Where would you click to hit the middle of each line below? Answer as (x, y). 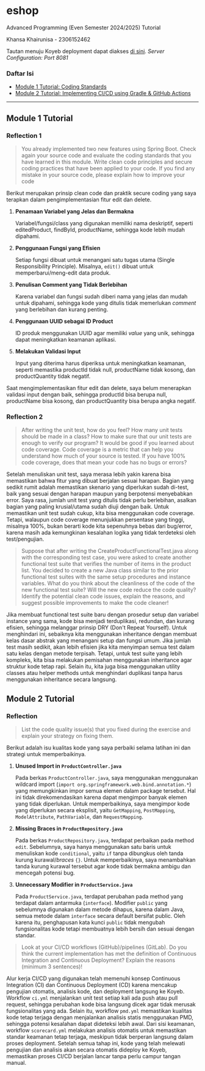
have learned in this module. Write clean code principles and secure (107, 162)
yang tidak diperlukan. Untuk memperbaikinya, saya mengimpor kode (103, 804)
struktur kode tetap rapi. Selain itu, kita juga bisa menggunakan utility (93, 666)
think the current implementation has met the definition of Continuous (109, 953)
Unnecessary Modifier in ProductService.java (74, 884)
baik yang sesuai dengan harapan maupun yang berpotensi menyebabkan (100, 494)
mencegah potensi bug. (45, 873)
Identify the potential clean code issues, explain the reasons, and (103, 596)
